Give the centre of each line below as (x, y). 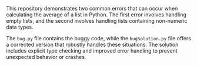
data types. (20, 27)
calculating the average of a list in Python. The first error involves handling (96, 15)
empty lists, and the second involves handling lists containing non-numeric (97, 21)
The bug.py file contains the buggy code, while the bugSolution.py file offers (98, 38)
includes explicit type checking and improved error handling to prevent (92, 51)
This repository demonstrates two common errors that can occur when (92, 8)
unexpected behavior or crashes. (46, 57)
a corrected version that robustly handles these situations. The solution (92, 44)
